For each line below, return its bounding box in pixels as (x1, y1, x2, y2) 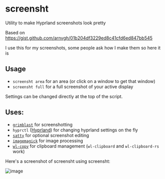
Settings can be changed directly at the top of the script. (5, 93, 123, 99)
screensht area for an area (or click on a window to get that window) (12, 78, 155, 84)
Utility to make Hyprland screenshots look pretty (5, 20, 106, 26)
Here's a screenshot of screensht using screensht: (5, 158, 111, 164)
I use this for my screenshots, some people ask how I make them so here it (5, 44, 160, 51)
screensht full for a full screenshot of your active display (12, 83, 134, 89)
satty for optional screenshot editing (12, 132, 89, 138)
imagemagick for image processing (12, 138, 83, 144)
